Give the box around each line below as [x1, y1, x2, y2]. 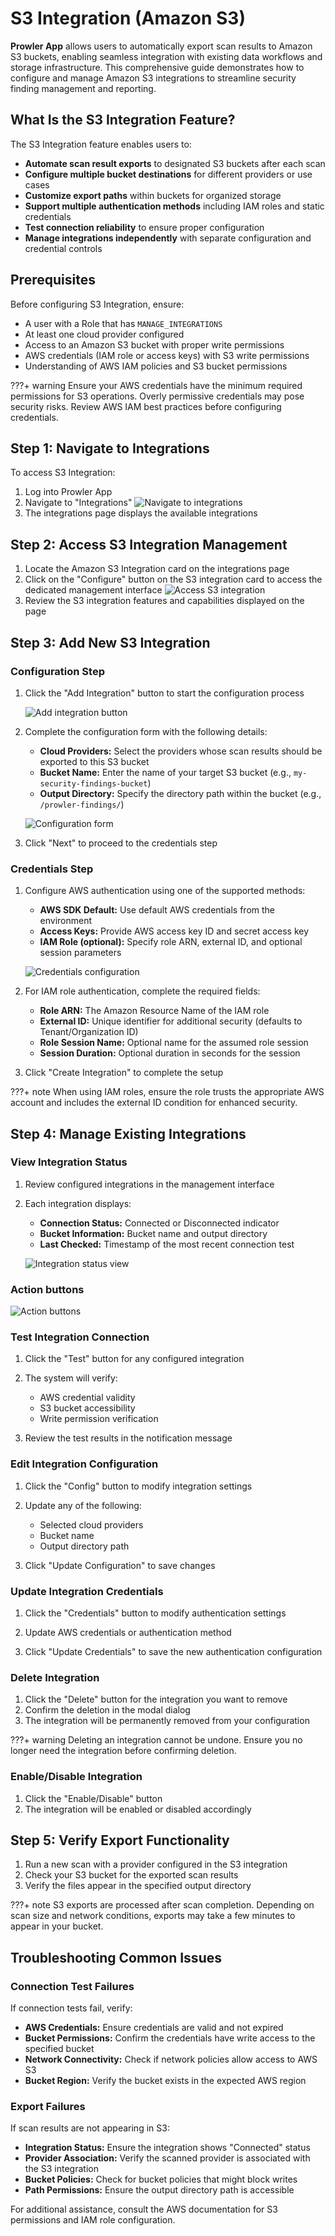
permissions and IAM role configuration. [10, 2214, 176, 2226]
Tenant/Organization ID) [39, 1026, 139, 1038]
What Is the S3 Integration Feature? [10, 112, 236, 129]
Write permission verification [39, 1413, 159, 1425]
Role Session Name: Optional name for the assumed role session [39, 1037, 309, 1049]
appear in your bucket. [10, 1920, 104, 1932]
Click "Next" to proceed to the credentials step [24, 837, 218, 849]
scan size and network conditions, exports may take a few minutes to [10, 1910, 296, 1922]
